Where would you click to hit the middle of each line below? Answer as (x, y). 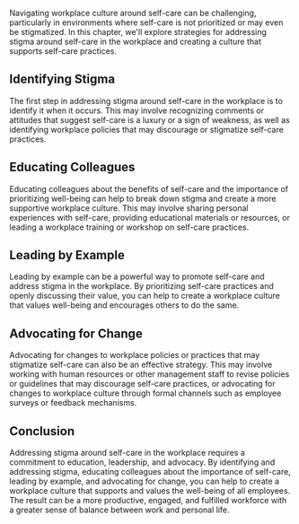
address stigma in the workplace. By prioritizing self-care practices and (141, 286)
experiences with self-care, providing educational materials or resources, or (149, 217)
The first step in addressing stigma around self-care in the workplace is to (146, 100)
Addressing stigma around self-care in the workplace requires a (127, 453)
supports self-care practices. (63, 51)
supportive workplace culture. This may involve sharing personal (129, 208)
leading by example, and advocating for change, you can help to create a (145, 481)
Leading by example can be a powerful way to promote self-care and (137, 276)
